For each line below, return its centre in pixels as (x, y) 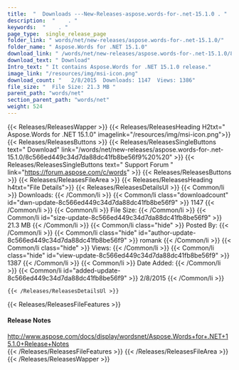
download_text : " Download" (49, 60)
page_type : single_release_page (57, 34)
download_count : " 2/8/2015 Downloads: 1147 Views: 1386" (101, 80)
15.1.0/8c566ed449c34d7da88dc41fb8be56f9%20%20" (90, 157)
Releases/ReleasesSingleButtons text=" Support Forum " (90, 164)
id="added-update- (92, 270)
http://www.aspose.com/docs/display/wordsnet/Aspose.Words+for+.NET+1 (118, 337)
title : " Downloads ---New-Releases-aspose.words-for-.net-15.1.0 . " (117, 14)
